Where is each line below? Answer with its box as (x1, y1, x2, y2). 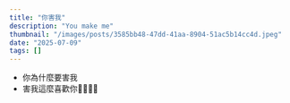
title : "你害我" (9, 13, 66, 22)
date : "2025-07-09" (9, 38, 82, 47)
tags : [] (9, 47, 42, 56)
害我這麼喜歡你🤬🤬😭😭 (21, 83, 98, 94)
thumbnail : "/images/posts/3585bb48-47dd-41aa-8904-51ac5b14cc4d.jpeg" (9, 30, 282, 39)
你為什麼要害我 (21, 73, 78, 83)
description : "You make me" (9, 21, 115, 30)
